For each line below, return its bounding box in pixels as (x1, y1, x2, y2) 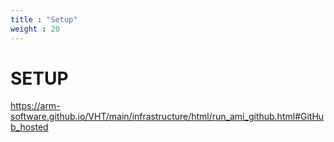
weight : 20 (10, 24, 60, 34)
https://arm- (10, 100, 61, 112)
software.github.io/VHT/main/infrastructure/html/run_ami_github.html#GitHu (10, 111, 325, 123)
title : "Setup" (10, 14, 78, 25)
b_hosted (10, 121, 49, 133)
